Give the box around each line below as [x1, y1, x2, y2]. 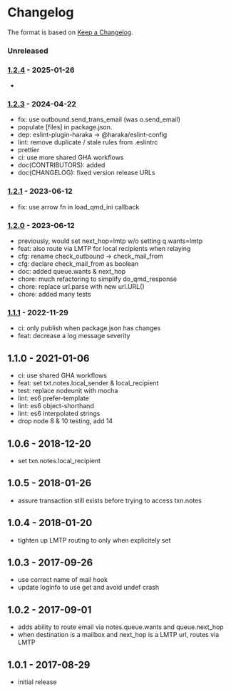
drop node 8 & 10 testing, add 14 [17, 417, 113, 425]
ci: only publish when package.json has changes [17, 324, 161, 332]
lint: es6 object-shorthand [17, 402, 94, 410]
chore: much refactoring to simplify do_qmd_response [17, 275, 178, 283]
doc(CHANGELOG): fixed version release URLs [17, 169, 155, 177]
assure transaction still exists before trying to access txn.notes [17, 496, 202, 505]
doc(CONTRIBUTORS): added [17, 161, 106, 169]
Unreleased [7, 46, 48, 56]
